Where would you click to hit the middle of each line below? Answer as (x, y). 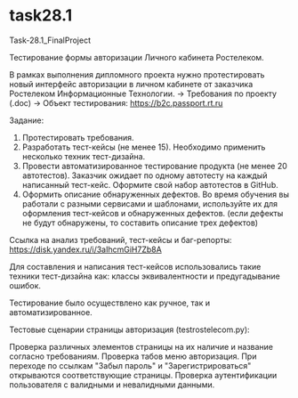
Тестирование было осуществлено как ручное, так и (110, 303)
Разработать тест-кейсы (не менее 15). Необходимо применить (144, 147)
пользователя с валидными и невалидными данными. (112, 385)
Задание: (27, 120)
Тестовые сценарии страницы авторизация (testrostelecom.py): (130, 329)
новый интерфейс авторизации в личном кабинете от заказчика (131, 84)
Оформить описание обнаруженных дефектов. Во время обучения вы (156, 194)
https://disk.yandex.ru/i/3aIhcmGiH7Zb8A (85, 249)
